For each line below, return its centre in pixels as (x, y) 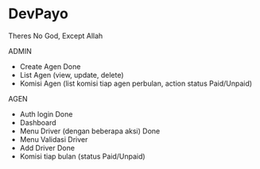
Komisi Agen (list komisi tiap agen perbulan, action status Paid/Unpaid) (136, 83)
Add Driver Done (47, 148)
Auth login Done (46, 114)
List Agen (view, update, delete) (72, 75)
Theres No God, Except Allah (56, 36)
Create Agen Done (50, 66)
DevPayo (39, 14)
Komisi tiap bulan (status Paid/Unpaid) (82, 156)
